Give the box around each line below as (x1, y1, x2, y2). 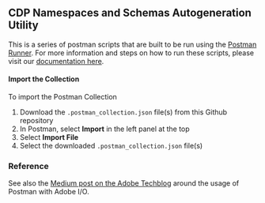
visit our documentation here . (8, 56, 104, 66)
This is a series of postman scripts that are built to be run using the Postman (8, 39, 257, 49)
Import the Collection (8, 74, 80, 84)
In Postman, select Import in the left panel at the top (19, 124, 190, 133)
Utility (8, 19, 39, 32)
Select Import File (19, 133, 79, 142)
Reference (8, 160, 49, 171)
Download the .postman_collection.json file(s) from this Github (19, 107, 228, 117)
